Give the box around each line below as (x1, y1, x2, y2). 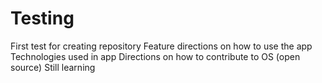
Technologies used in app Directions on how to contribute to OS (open (10, 50, 301, 62)
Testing (10, 7, 75, 30)
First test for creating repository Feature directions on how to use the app (10, 40, 313, 52)
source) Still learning (10, 61, 96, 73)
